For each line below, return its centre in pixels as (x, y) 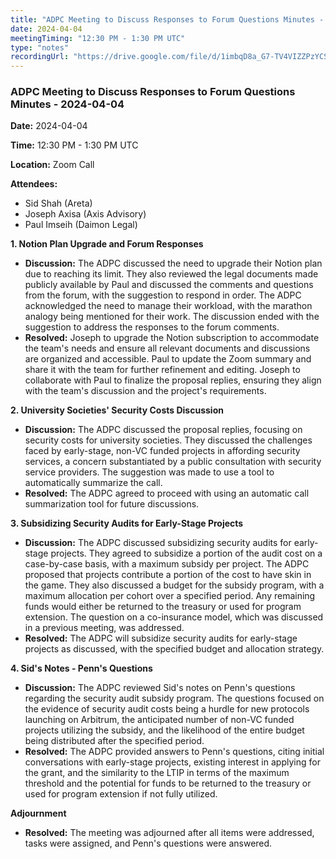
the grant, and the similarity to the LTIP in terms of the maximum (157, 773)
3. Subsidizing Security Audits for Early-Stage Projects (127, 523)
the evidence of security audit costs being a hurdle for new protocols (167, 709)
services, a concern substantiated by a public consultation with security (173, 462)
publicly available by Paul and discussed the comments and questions (169, 285)
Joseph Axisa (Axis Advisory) (85, 214)
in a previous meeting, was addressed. (104, 628)
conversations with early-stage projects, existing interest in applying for (172, 762)
